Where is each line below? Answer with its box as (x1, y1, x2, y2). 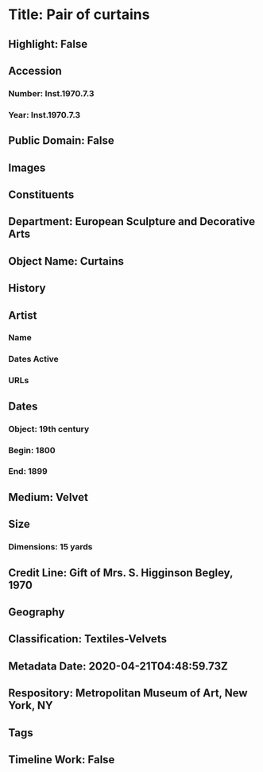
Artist (8, 308, 37, 322)
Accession (8, 64, 62, 77)
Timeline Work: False (8, 753, 115, 766)
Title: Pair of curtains (8, 6, 150, 24)
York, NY (8, 699, 53, 712)
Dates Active (8, 354, 60, 365)
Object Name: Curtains (8, 254, 125, 268)
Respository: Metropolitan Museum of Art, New (8, 686, 248, 700)
